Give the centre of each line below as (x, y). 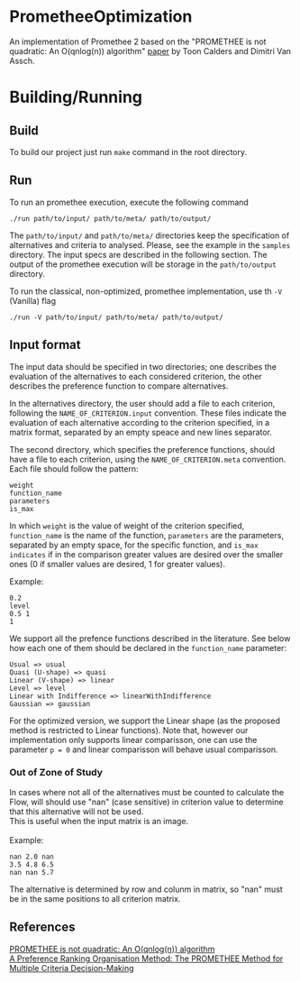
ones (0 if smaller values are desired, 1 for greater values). (117, 564)
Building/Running (76, 97)
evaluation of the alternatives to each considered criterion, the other (136, 376)
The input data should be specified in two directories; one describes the (143, 366)
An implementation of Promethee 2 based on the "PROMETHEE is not (138, 41)
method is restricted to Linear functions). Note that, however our (129, 730)
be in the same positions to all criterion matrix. (95, 898)
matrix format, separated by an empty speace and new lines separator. (141, 432)
